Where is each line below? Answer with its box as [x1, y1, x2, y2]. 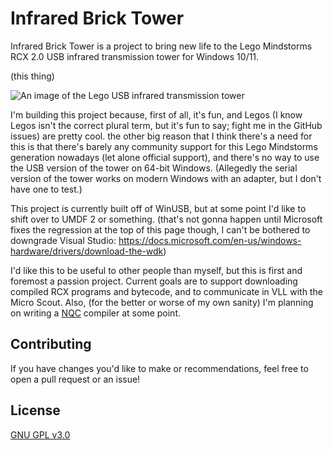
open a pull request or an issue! [10, 373, 141, 385]
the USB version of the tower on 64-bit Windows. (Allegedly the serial [10, 162, 298, 174]
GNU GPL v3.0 [10, 428, 71, 441]
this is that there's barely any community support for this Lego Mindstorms [10, 140, 318, 152]
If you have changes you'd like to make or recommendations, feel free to [10, 362, 309, 374]
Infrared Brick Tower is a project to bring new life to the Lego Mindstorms [10, 40, 313, 52]
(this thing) [10, 70, 55, 82]
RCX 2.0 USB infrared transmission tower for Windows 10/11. [10, 50, 260, 62]
